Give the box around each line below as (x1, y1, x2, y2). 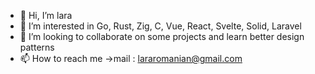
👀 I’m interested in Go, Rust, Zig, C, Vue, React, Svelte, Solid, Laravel (19, 20, 302, 32)
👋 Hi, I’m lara (19, 10, 73, 21)
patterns (19, 41, 55, 53)
